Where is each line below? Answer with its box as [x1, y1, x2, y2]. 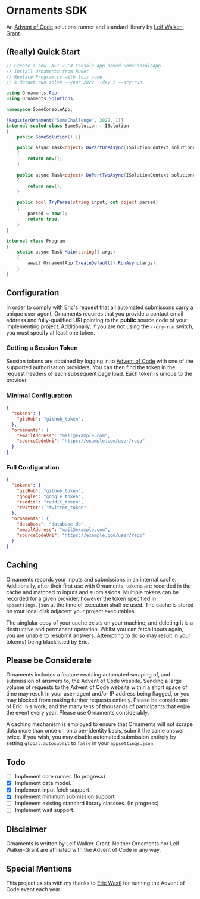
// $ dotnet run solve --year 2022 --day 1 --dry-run [6, 79, 143, 85]
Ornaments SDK [6, 4, 87, 17]
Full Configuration [6, 463, 60, 471]
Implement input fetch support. [14, 786, 91, 793]
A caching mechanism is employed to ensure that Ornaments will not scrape [6, 721, 193, 728]
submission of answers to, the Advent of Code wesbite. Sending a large [6, 678, 182, 685]
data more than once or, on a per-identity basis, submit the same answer [6, 727, 185, 734]
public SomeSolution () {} [17, 134, 82, 140]
